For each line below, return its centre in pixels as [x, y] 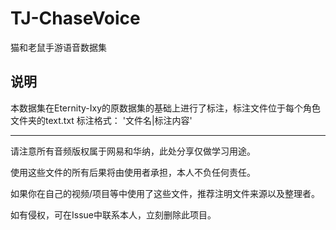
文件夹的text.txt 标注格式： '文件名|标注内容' [101, 120]
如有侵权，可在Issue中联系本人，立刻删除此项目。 [113, 214]
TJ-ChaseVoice [75, 18]
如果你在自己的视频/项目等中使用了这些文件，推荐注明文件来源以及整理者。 [165, 193]
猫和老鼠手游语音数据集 [58, 47]
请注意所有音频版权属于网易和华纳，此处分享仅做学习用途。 [133, 151]
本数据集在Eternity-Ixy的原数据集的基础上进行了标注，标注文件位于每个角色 [166, 108]
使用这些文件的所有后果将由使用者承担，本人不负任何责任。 [133, 172]
